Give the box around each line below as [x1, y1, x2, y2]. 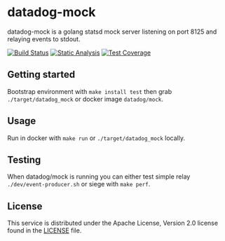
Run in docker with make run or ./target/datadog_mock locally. [7, 134, 186, 142]
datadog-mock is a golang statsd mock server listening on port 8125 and [7, 27, 217, 36]
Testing [7, 153, 41, 165]
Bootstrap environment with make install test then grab [7, 87, 172, 95]
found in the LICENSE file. [7, 226, 82, 235]
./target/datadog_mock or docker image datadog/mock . [7, 95, 163, 103]
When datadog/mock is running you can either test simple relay [7, 172, 191, 181]
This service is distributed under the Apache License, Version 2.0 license [7, 219, 219, 228]
